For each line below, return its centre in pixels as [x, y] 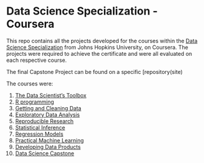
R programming [35, 102]
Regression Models [39, 134]
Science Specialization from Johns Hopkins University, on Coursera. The [97, 47]
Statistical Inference [40, 127]
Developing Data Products [48, 147]
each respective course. [36, 60]
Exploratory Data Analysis [47, 115]
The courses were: [30, 84]
